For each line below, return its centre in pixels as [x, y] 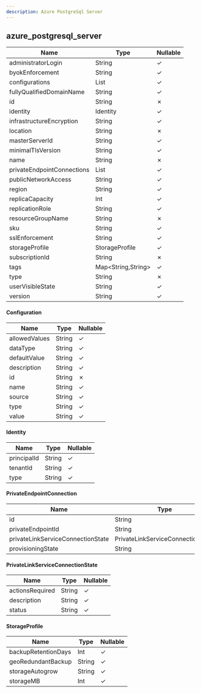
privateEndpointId [34, 529]
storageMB [25, 681]
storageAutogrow [33, 671]
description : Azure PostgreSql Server [54, 12]
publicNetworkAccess [40, 180]
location [20, 131]
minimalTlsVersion [35, 150]
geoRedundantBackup [40, 662]
